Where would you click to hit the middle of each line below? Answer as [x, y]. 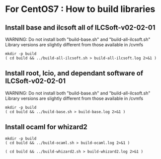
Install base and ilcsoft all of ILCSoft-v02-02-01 [80, 28]
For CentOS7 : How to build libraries [80, 9]
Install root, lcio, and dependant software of [74, 73]
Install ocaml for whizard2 [46, 127]
